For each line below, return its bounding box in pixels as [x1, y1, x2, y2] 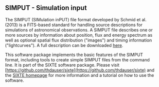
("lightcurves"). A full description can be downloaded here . [5, 42, 124, 48]
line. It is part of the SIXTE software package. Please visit [5, 62, 120, 68]
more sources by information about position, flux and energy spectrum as [5, 32, 153, 38]
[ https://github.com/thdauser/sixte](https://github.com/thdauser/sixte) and [5, 67, 155, 73]
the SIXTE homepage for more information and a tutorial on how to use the [5, 72, 154, 78]
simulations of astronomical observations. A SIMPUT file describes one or [5, 27, 153, 33]
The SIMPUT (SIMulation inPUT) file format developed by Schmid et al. [5, 16, 147, 22]
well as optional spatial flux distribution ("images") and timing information [5, 37, 152, 43]
